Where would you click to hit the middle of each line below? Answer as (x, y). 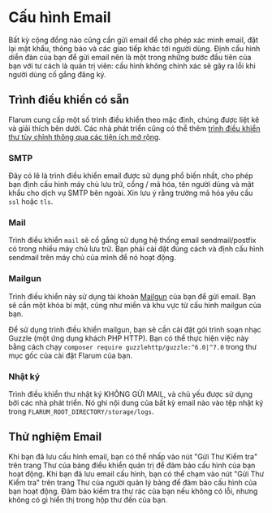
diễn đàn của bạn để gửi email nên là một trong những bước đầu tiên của (130, 57)
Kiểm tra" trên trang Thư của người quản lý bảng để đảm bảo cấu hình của (133, 482)
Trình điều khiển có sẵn (69, 100)
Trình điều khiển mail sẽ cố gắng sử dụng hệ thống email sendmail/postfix (132, 241)
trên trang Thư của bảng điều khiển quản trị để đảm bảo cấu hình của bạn (132, 465)
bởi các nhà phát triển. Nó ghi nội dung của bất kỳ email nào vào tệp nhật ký (136, 402)
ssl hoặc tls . (31, 202)
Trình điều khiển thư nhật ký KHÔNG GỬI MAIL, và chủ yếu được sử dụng (131, 393)
